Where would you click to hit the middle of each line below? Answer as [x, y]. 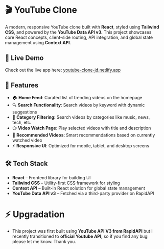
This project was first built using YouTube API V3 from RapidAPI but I [82, 231]
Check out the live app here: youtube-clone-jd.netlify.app [63, 70]
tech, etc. [22, 122]
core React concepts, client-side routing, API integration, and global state [79, 37]
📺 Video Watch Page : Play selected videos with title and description [82, 128]
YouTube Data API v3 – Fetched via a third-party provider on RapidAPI [83, 194]
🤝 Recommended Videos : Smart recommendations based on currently [83, 135]
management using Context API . [38, 42]
